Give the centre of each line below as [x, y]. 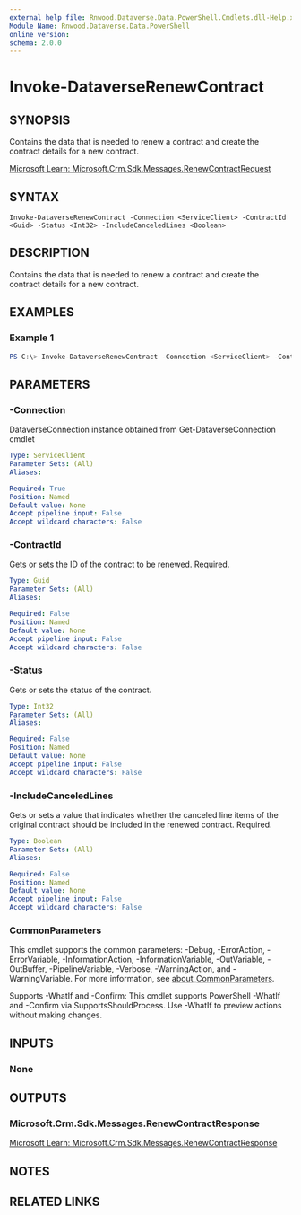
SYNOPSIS [40, 120]
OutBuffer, [28, 969]
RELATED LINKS [55, 1202]
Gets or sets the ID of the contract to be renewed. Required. [120, 564]
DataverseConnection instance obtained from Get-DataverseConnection [142, 430]
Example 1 [32, 338]
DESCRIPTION [49, 253]
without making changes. [56, 1015]
